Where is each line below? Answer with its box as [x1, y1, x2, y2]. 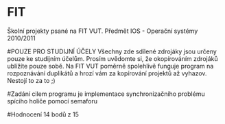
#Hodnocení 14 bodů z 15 [7, 110, 79, 119]
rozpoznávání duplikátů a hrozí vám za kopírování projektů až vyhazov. [7, 69, 207, 77]
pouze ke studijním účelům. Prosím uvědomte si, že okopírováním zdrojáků [7, 54, 218, 62]
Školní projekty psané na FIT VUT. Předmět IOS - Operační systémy [7, 27, 198, 35]
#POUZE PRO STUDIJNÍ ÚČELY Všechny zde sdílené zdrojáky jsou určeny [7, 47, 217, 55]
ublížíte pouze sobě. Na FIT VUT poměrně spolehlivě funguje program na [7, 62, 214, 70]
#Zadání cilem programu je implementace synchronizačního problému [7, 90, 205, 98]
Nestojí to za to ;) [7, 76, 56, 84]
